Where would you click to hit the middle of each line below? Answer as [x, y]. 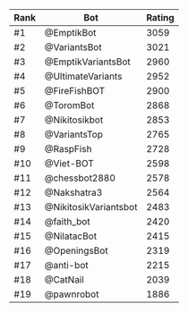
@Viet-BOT [69, 163]
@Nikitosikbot [74, 120]
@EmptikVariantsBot [88, 62]
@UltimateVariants [83, 76]
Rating [160, 17]
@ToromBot [69, 105]
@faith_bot [68, 221]
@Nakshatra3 [73, 193]
